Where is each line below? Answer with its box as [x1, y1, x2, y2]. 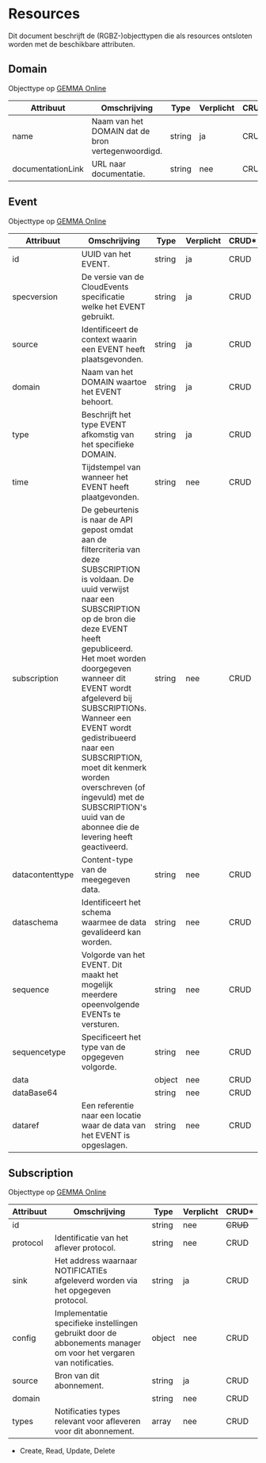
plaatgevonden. [82, 491, 140, 502]
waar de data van [82, 1120, 146, 1131]
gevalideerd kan [82, 926, 142, 937]
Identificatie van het [54, 1232, 129, 1243]
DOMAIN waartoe [82, 376, 147, 387]
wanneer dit [82, 672, 126, 684]
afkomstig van [82, 429, 135, 440]
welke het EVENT [82, 301, 146, 312]
